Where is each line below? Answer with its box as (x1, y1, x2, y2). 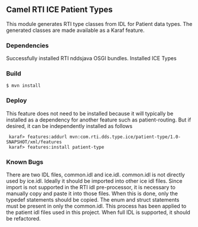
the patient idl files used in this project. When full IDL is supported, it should (6, 209, 190, 216)
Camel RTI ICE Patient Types (6, 5, 113, 15)
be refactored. (6, 215, 41, 222)
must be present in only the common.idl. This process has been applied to (6, 203, 187, 209)
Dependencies (6, 41, 49, 50)
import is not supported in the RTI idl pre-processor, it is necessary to (6, 184, 176, 190)
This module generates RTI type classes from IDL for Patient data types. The (6, 20, 193, 27)
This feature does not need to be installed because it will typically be (6, 110, 174, 117)
